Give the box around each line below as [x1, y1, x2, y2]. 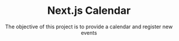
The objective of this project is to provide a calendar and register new [5, 23, 173, 30]
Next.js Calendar [47, 4, 131, 17]
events [81, 29, 97, 36]
